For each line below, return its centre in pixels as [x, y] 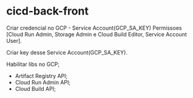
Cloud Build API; [35, 88]
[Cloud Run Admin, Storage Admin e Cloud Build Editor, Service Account [96, 34]
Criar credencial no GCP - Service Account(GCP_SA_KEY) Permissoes [94, 28]
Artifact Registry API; [41, 76]
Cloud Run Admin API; [43, 82]
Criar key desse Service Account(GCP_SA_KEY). [67, 52]
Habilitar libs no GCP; [33, 64]
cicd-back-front [48, 11]
